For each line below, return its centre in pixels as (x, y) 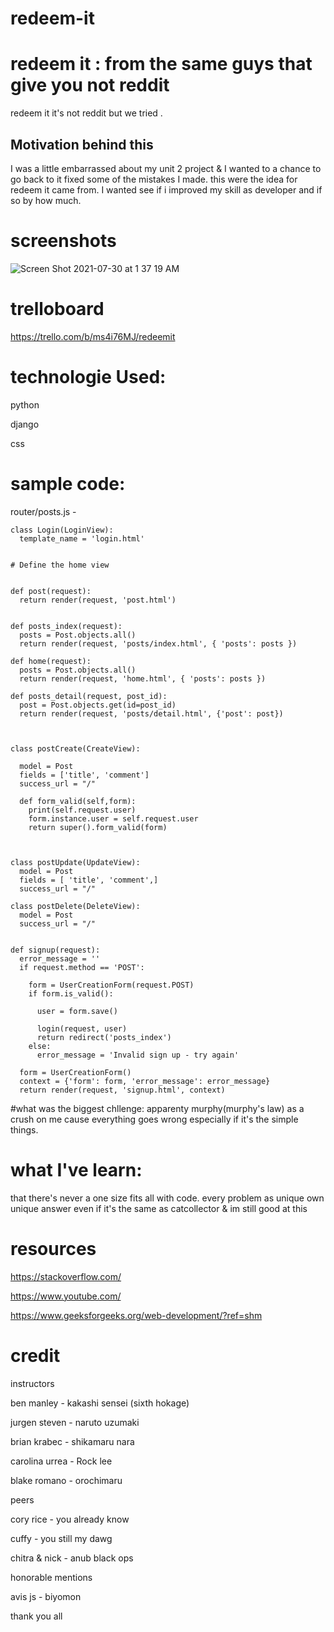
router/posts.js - (43, 511)
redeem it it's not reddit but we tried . (86, 113)
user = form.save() (77, 1011)
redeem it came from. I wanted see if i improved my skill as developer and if (166, 189)
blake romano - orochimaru (66, 1480)
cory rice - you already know (70, 1519)
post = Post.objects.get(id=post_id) (98, 705)
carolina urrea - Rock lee (61, 1461)
